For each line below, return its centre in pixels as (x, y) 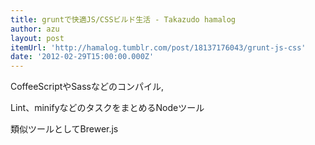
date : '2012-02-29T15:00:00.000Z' (82, 57)
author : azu (35, 29)
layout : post (37, 38)
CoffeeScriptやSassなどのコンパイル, (87, 87)
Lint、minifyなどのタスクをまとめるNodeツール (107, 108)
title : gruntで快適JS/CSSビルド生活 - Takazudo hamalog (123, 19)
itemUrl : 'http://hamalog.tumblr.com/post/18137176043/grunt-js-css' (158, 47)
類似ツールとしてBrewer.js (64, 129)
